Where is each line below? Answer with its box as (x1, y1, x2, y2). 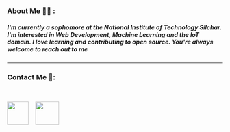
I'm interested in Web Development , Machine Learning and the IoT (7, 30, 200, 38)
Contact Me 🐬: (7, 72, 56, 81)
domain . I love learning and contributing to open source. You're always (7, 38, 214, 46)
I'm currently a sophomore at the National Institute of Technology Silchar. (7, 23, 222, 31)
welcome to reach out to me (7, 44, 88, 53)
